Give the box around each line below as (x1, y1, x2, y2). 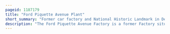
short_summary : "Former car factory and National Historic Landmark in (5, 16, 159, 21)
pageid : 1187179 (5, 7, 39, 12)
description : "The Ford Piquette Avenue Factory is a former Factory (5, 21, 155, 26)
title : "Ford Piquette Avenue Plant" (5, 12, 85, 17)
